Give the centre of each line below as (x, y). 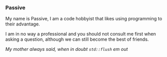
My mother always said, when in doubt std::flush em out (67, 49)
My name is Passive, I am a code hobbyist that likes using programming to (84, 19)
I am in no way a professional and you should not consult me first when (81, 34)
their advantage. (23, 24)
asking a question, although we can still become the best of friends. (77, 39)
